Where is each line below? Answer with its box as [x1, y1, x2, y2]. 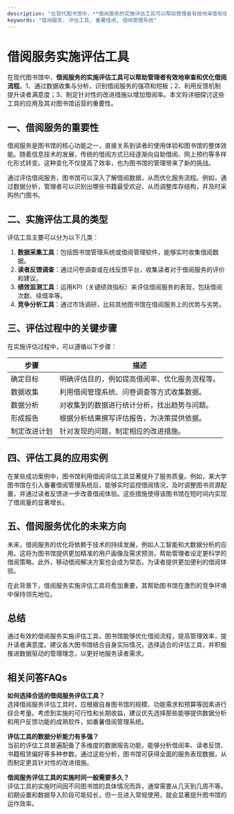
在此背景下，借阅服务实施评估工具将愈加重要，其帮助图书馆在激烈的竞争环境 [7, 581, 227, 589]
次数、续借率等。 [17, 292, 67, 300]
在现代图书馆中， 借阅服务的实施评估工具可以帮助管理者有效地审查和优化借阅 [7, 73, 227, 81]
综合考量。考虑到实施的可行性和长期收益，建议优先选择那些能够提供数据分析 [7, 709, 227, 717]
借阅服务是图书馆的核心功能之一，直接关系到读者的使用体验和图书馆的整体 [7, 141, 221, 150]
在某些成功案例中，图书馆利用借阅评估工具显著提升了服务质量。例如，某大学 [7, 471, 227, 480]
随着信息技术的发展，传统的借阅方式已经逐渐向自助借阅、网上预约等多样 [19, 150, 227, 159]
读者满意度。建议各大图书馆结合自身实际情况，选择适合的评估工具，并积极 [13, 641, 227, 649]
